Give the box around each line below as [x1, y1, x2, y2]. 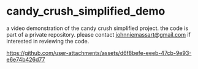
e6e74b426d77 [6, 56, 45, 63]
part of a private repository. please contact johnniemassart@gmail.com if [6, 31, 191, 38]
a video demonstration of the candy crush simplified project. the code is [6, 24, 189, 32]
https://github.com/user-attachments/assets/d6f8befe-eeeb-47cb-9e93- [6, 49, 192, 56]
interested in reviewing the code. [6, 37, 89, 45]
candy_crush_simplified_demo [6, 4, 166, 18]
